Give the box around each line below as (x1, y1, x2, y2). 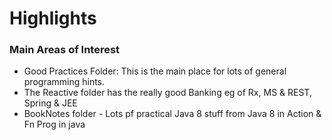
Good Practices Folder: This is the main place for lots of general (23, 65, 287, 77)
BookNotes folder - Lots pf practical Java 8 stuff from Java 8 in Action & (23, 108, 322, 120)
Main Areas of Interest (9, 43, 121, 57)
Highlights (9, 7, 97, 30)
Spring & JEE (23, 97, 78, 109)
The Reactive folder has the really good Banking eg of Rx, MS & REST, (23, 87, 312, 99)
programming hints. (23, 76, 106, 88)
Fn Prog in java (23, 118, 86, 131)
